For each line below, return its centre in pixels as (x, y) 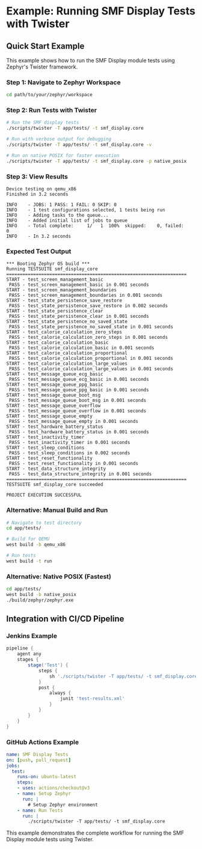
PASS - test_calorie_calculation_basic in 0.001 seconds (81, 348)
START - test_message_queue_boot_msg (54, 395)
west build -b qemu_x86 (36, 545)
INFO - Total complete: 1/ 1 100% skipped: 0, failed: (95, 226)
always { (60, 693)
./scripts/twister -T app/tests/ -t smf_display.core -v (79, 145)
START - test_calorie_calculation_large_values (67, 364)
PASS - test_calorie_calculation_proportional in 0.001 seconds (91, 359)
